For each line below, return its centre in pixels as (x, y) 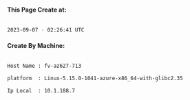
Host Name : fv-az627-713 (44, 66)
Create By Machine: (36, 45)
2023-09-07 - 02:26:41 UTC (46, 30)
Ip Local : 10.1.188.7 (41, 91)
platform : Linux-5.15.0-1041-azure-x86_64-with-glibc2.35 (95, 79)
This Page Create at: (37, 10)
